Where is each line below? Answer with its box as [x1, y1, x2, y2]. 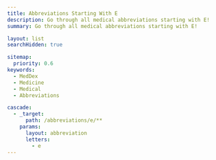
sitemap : [7, 54, 32, 61]
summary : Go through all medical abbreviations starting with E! [7, 23, 197, 29]
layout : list [7, 35, 45, 42]
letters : [25, 136, 51, 143]
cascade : [7, 104, 32, 111]
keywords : [7, 66, 36, 73]
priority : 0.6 [13, 60, 53, 67]
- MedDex [13, 72, 38, 79]
